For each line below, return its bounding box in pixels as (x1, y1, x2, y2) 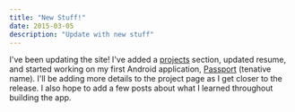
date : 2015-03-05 (9, 22, 74, 30)
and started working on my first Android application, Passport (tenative (9, 64, 272, 74)
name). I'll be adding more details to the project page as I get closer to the (9, 73, 282, 84)
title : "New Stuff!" (9, 13, 87, 22)
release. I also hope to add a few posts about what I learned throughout (9, 82, 273, 94)
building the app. (9, 92, 72, 103)
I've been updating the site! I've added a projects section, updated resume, (9, 55, 287, 65)
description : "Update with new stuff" (9, 30, 154, 39)
